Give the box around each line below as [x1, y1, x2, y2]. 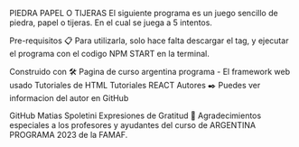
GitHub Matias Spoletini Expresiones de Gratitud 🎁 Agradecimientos [9, 110, 262, 121]
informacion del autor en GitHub [9, 93, 129, 103]
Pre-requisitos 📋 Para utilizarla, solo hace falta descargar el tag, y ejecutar [9, 35, 289, 46]
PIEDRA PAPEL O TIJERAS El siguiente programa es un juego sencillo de [9, 8, 278, 18]
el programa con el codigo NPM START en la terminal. [9, 49, 210, 59]
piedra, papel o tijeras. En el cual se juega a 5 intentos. [9, 17, 212, 28]
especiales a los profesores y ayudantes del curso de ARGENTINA [9, 120, 256, 130]
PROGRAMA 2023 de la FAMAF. [9, 130, 128, 140]
